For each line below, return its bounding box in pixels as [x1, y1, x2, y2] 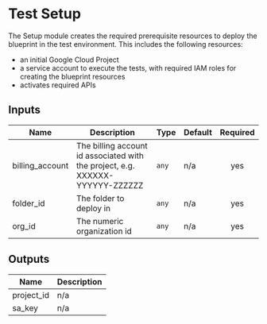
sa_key [12, 303, 38, 314]
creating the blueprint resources [19, 71, 126, 81]
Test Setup [8, 5, 82, 23]
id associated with [75, 150, 145, 161]
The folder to [75, 192, 125, 203]
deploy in [75, 202, 111, 214]
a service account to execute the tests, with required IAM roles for [19, 63, 237, 72]
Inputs [8, 103, 41, 117]
